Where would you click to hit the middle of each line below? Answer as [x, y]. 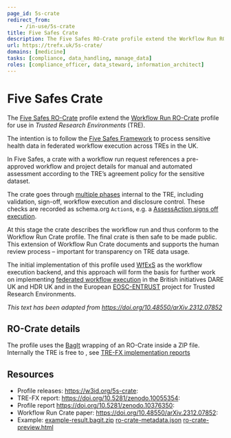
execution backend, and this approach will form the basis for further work [111, 272]
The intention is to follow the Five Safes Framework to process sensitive [109, 138]
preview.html [35, 428]
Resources [31, 374]
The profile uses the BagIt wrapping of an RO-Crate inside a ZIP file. [103, 345]
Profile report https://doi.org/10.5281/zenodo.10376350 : [96, 406]
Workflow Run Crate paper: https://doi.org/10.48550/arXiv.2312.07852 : [118, 413]
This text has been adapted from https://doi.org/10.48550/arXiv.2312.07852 [115, 307]
